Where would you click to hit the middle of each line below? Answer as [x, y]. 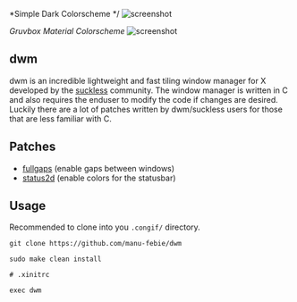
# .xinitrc [30, 275]
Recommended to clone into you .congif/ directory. [105, 227]
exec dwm [25, 290]
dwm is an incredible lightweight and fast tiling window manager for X [138, 80]
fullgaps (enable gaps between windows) [98, 168]
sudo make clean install [55, 259]
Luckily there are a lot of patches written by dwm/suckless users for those [146, 109]
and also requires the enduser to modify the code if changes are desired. [144, 99]
